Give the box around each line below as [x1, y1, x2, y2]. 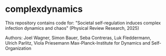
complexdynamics [5, 3, 83, 15]
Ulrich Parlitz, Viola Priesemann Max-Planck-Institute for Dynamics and [5, 40, 151, 46]
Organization [5, 45, 32, 51]
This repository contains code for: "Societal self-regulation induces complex [5, 20, 161, 26]
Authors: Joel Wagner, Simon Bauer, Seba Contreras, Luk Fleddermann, [5, 35, 152, 41]
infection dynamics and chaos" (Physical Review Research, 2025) [5, 25, 140, 31]
